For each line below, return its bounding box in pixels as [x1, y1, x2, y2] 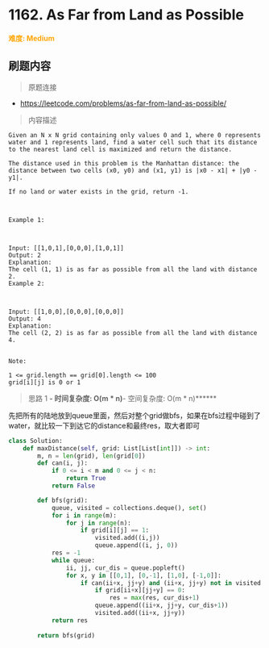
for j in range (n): [65, 519, 131, 527]
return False [51, 482, 95, 490]
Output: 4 [8, 315, 42, 323]
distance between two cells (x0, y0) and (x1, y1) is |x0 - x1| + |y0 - [8, 166, 258, 174]
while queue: [51, 556, 95, 564]
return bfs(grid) [37, 631, 95, 639]
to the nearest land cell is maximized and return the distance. [8, 145, 232, 153]
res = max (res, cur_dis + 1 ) [109, 594, 200, 602]
